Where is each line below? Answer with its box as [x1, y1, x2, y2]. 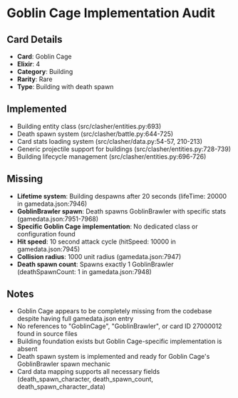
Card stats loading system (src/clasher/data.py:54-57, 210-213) [16, 137, 203, 145]
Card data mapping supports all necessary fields [16, 367, 160, 376]
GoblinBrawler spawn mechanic [16, 360, 111, 368]
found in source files [16, 330, 78, 338]
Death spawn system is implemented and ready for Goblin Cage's [16, 352, 210, 361]
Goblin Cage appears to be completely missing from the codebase [16, 307, 212, 315]
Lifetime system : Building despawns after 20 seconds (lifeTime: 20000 [16, 192, 227, 200]
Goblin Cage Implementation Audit [6, 5, 215, 21]
